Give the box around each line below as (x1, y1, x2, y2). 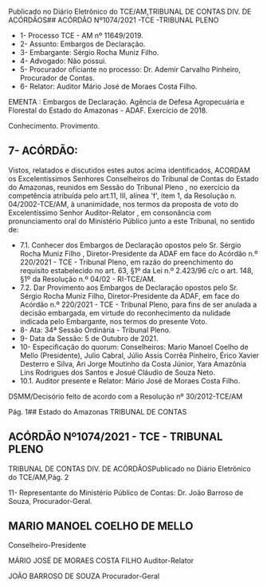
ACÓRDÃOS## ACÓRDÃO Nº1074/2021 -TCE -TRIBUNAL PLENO (8, 15, 219, 25)
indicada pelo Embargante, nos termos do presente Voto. (19, 316, 208, 326)
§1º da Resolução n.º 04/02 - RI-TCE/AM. (19, 274, 156, 284)
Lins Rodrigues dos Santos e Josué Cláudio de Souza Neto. (19, 367, 215, 377)
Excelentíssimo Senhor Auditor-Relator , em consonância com (8, 208, 211, 217)
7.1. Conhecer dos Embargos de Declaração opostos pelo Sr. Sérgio (19, 240, 241, 250)
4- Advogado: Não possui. (19, 56, 108, 65)
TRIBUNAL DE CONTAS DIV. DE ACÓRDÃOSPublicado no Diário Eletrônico (8, 463, 251, 474)
